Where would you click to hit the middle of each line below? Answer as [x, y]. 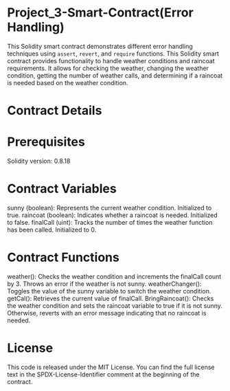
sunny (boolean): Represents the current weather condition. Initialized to [110, 208]
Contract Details [55, 111]
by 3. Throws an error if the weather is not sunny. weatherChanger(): [104, 284]
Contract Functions [64, 257]
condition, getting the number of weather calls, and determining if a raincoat [115, 75]
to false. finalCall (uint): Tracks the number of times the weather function [110, 222]
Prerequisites [46, 142]
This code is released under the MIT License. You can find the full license [111, 367]
